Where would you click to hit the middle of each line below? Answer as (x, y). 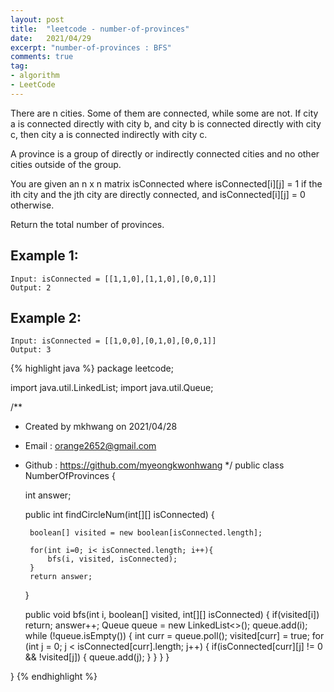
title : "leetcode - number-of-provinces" (100, 29)
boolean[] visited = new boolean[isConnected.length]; (146, 533)
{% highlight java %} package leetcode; (92, 368)
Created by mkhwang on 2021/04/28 (101, 427)
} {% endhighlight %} (54, 677)
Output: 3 (31, 350)
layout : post (37, 19)
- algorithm (35, 76)
